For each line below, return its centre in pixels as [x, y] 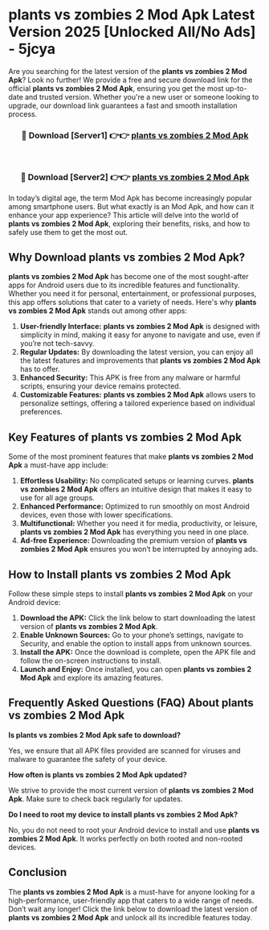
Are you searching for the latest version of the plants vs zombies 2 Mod [128, 71]
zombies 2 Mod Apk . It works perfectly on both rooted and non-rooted [126, 838]
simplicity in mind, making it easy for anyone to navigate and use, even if [140, 335]
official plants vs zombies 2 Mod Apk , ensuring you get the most [116, 88]
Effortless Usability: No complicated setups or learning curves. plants [137, 481]
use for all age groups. [57, 498]
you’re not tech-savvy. [57, 344]
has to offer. [40, 369]
